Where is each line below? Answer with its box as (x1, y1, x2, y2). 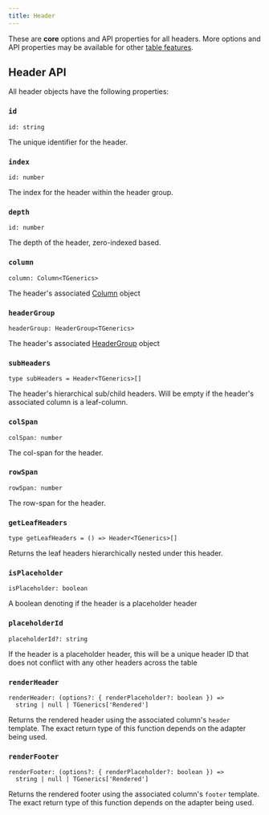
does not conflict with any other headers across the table (8, 658, 198, 667)
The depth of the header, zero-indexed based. (8, 238, 161, 247)
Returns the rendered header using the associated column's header (8, 715, 230, 724)
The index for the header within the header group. (8, 188, 174, 198)
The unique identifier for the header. (8, 137, 128, 147)
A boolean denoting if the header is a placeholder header (8, 599, 198, 609)
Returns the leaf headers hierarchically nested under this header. (8, 548, 223, 558)
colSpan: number (8, 434, 63, 442)
